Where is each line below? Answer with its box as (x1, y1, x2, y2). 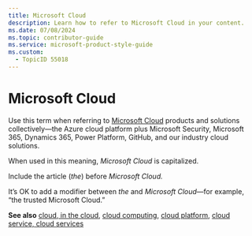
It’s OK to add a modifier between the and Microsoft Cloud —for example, (8, 186, 244, 196)
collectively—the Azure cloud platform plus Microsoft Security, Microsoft (8, 124, 244, 133)
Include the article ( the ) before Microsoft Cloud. (8, 171, 163, 181)
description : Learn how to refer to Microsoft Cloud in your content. (8, 19, 245, 27)
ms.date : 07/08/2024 (8, 26, 76, 34)
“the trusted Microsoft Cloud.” (8, 195, 106, 204)
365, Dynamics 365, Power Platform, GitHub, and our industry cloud (8, 132, 229, 142)
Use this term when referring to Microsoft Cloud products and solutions (8, 115, 240, 125)
